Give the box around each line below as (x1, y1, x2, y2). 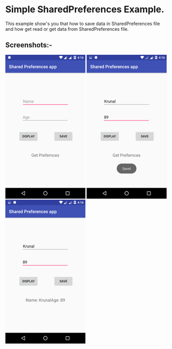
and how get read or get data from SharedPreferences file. (5, 26, 129, 32)
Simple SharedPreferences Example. (5, 4, 165, 15)
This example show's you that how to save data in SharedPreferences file (5, 20, 160, 27)
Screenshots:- (5, 41, 53, 50)
